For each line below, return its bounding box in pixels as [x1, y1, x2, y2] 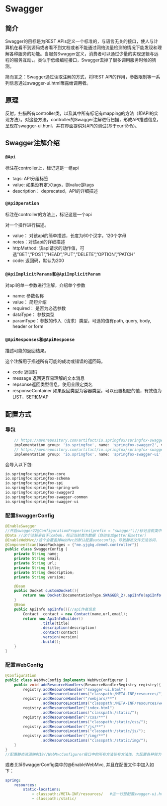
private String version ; [14, 574, 66, 579]
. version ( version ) [40, 635, 79, 640]
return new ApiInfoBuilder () [23, 616, 83, 621]
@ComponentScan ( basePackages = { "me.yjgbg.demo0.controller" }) [5, 542, 139, 547]
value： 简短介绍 [12, 299, 47, 305]
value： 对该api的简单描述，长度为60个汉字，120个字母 [12, 233, 127, 239]
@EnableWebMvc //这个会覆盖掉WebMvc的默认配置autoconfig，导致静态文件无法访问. [5, 537, 158, 542]
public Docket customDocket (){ [14, 588, 79, 593]
